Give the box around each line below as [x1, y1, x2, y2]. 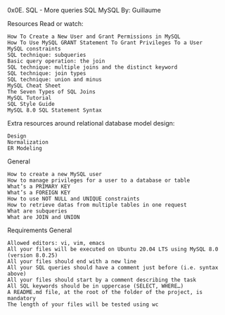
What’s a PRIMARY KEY [7, 183, 71, 190]
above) [7, 270, 27, 277]
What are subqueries [7, 208, 68, 215]
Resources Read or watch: [7, 20, 84, 27]
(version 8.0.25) [7, 252, 58, 259]
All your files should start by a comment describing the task [7, 276, 197, 283]
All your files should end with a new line [7, 258, 137, 265]
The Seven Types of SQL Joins [7, 88, 96, 95]
